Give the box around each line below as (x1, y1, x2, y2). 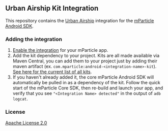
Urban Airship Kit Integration (5, 4, 99, 13)
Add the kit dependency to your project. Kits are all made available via (12, 53, 160, 59)
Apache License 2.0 (5, 120, 47, 126)
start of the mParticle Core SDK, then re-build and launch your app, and (12, 85, 163, 91)
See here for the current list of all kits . (12, 69, 92, 75)
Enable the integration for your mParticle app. (12, 47, 108, 53)
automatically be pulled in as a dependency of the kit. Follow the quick (12, 80, 160, 86)
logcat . (12, 96, 28, 102)
